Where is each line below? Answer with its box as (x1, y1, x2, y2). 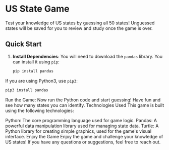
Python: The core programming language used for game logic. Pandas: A (5, 117, 157, 123)
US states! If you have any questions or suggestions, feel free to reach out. (5, 139, 161, 145)
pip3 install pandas (5, 87, 49, 93)
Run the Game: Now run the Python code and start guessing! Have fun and (5, 97, 161, 103)
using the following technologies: (5, 107, 74, 114)
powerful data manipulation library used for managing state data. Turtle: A (5, 123, 159, 129)
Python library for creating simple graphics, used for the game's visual (5, 128, 152, 134)
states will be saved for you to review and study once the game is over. (5, 25, 153, 31)
